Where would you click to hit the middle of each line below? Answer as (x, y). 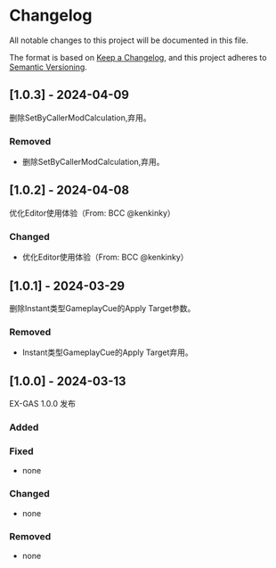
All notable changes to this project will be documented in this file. (129, 40)
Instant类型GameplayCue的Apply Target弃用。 (107, 352)
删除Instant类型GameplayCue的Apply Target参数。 (102, 308)
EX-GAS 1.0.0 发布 (42, 404)
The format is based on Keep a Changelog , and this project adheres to (138, 57)
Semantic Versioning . (48, 67)
